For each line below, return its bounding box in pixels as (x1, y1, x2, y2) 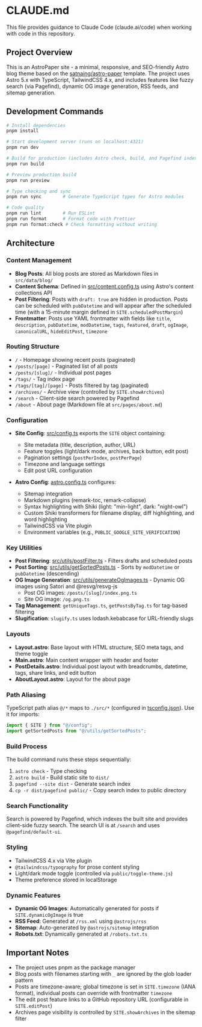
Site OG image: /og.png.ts (23, 595, 90, 603)
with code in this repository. (6, 29, 75, 37)
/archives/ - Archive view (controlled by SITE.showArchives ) (14, 388, 165, 395)
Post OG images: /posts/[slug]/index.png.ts (23, 589, 137, 597)
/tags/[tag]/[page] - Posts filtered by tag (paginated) (14, 382, 149, 389)
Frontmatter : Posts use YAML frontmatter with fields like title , (14, 314, 171, 322)
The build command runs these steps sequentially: (6, 756, 132, 763)
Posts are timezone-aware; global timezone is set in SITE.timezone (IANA (14, 982, 196, 990)
